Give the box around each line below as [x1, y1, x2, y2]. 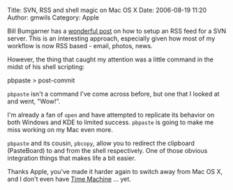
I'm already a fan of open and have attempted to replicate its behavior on [7, 111, 215, 119]
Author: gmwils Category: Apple [7, 13, 100, 22]
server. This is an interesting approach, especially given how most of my [7, 34, 216, 43]
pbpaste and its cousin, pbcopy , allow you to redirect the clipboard [7, 139, 195, 147]
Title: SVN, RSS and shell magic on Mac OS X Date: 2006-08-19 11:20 [7, 6, 207, 14]
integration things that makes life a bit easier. [7, 154, 136, 162]
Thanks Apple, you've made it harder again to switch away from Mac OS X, [7, 168, 223, 175]
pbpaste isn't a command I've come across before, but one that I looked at [7, 90, 220, 98]
